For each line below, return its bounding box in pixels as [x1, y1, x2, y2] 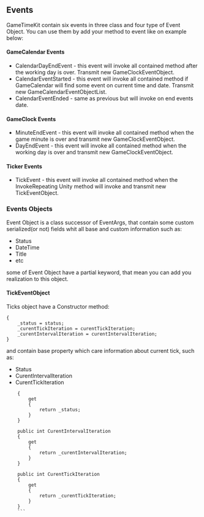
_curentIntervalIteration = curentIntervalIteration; [17, 331, 157, 337]
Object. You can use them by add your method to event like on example [6, 28, 187, 35]
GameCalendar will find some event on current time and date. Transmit [15, 82, 194, 89]
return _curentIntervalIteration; [39, 449, 127, 456]
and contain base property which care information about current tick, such [6, 347, 195, 354]
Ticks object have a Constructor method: [6, 302, 110, 310]
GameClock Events [6, 115, 56, 122]
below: [6, 34, 23, 42]
